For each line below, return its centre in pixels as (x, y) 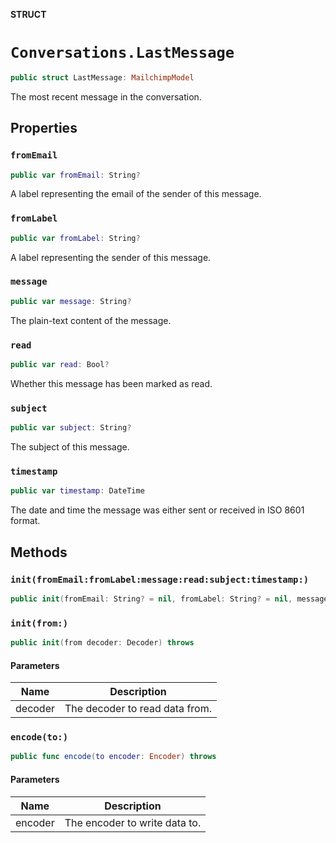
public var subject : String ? (71, 428)
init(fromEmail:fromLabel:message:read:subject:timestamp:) (160, 579)
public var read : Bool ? (60, 365)
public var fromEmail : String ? (75, 175)
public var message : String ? (71, 301)
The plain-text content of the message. (91, 320)
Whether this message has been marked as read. (111, 383)
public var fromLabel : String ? (75, 238)
